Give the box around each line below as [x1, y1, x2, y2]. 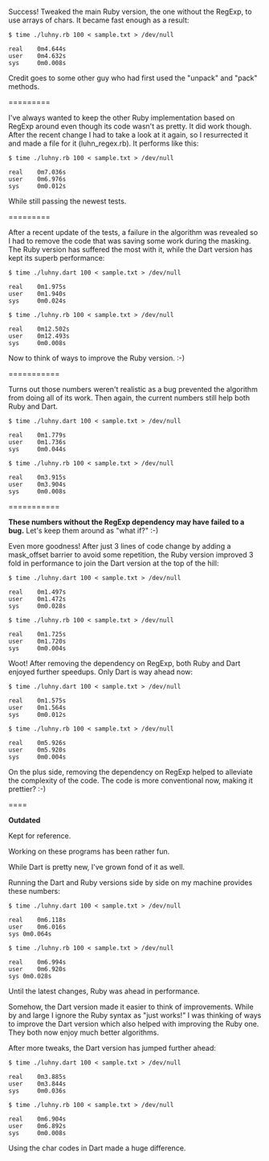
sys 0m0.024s [8, 297, 67, 305]
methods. [8, 82, 40, 91]
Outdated [8, 816, 41, 825]
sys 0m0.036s [8, 1087, 67, 1095]
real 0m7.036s [8, 168, 67, 176]
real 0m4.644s [8, 45, 67, 53]
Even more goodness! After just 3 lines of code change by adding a [8, 541, 231, 550]
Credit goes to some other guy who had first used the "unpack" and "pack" [8, 73, 259, 83]
